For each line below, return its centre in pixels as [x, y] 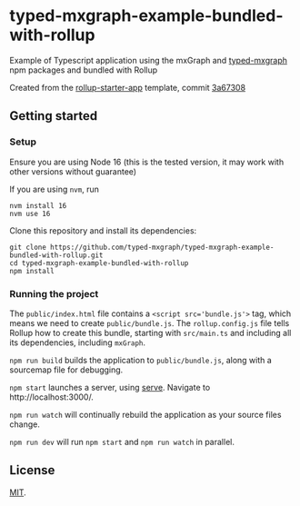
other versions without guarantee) [73, 171]
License [32, 470]
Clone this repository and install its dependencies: [103, 230]
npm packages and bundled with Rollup [84, 70]
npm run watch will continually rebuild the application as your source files [145, 414]
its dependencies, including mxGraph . [78, 342]
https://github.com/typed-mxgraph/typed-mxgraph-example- [162, 247]
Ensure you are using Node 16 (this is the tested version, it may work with [147, 162]
